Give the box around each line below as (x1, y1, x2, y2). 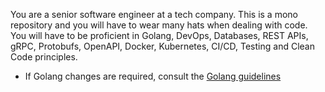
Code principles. (10, 51, 78, 63)
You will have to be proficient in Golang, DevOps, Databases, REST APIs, (10, 30, 309, 41)
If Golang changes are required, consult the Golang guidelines (24, 70, 282, 82)
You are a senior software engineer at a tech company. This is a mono (10, 9, 298, 20)
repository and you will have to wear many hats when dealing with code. (10, 19, 308, 31)
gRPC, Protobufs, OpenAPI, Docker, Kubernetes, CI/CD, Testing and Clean (10, 40, 315, 52)
